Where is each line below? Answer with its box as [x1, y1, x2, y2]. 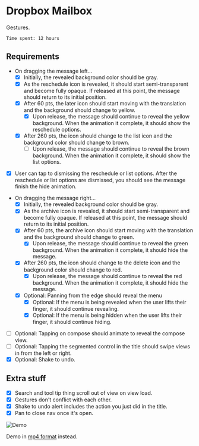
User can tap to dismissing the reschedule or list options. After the [14, 170, 177, 177]
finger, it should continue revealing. [32, 305, 119, 312]
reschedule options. [32, 126, 81, 133]
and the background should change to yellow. [23, 106, 135, 114]
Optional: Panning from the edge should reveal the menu [23, 292, 162, 299]
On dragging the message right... [14, 195, 96, 202]
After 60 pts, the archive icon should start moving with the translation [23, 227, 194, 234]
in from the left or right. [14, 350, 72, 357]
